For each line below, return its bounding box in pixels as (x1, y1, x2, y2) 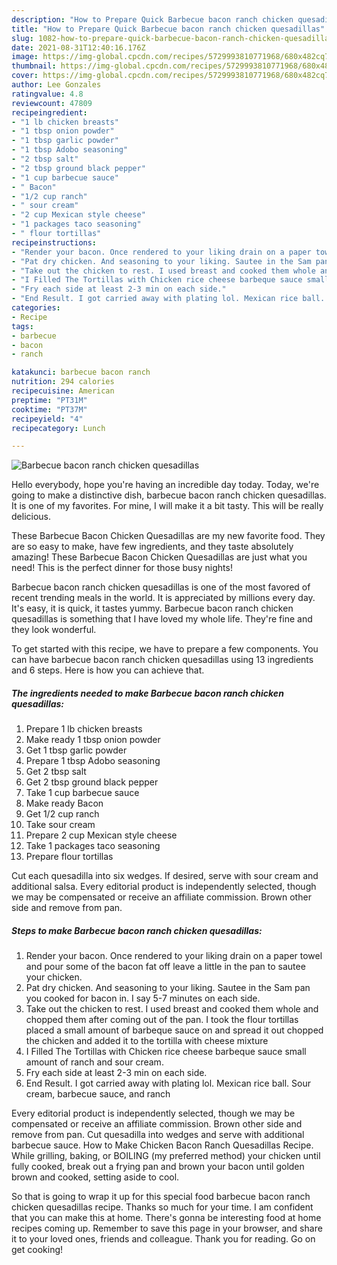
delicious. (11, 511, 51, 523)
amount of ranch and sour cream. (25, 1056, 164, 1068)
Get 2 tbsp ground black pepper (25, 776, 159, 788)
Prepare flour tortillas (25, 851, 114, 863)
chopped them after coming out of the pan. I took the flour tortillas (25, 1014, 299, 1026)
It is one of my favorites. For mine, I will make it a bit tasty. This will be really (11, 500, 324, 512)
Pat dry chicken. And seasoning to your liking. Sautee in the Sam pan (25, 982, 311, 994)
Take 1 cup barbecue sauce (25, 787, 140, 799)
